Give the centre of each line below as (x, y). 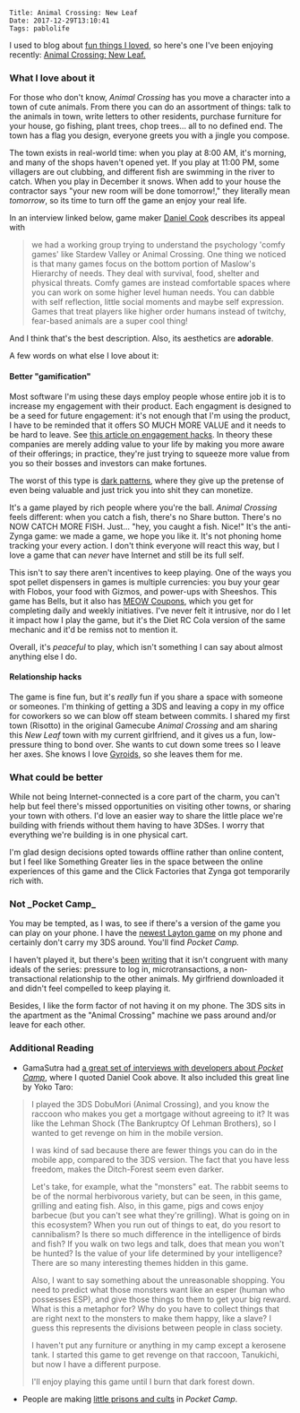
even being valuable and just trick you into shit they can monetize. (131, 490)
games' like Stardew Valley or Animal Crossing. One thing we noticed (159, 255)
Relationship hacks (46, 677)
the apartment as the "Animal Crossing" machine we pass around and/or (143, 1015)
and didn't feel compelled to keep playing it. (90, 988)
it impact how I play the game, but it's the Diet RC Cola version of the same (147, 620)
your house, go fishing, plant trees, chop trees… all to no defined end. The (146, 126)
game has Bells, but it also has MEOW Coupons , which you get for (131, 601)
